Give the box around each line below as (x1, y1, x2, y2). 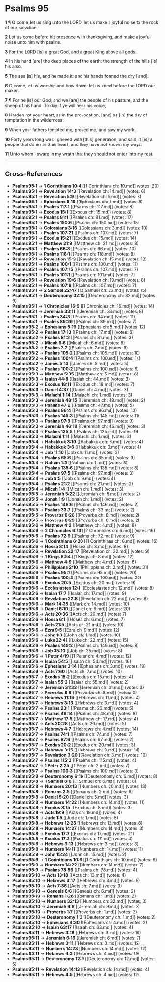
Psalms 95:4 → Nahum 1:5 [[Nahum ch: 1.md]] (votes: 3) (12, 460, 128, 465)
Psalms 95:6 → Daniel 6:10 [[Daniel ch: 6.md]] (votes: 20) (12, 606, 131, 612)
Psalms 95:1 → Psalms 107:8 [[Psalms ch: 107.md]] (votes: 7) (12, 282, 137, 288)
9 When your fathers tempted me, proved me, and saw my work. (5, 126, 136, 133)
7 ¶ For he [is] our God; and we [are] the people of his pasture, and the (5, 97, 148, 103)
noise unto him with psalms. (5, 39, 62, 45)
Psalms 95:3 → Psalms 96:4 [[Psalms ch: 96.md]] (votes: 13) (12, 407, 137, 413)
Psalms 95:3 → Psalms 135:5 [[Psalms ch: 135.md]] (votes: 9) (12, 428, 138, 434)
